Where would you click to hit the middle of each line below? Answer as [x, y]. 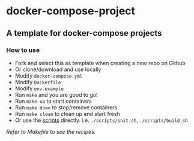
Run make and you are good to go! [56, 94]
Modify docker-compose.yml [49, 75]
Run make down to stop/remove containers [66, 107]
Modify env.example [39, 88]
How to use [23, 50]
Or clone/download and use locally [58, 69]
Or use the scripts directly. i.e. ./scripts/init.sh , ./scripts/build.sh [101, 120]
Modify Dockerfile [38, 82]
